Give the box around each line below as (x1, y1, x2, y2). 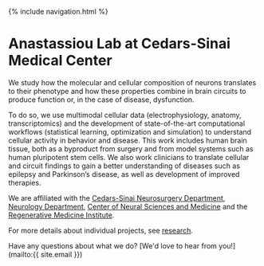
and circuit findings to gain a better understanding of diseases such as (8, 161, 241, 170)
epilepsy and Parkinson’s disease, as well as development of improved (8, 169, 240, 178)
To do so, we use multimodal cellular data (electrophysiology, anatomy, (8, 110, 242, 119)
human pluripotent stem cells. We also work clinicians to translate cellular (8, 152, 250, 162)
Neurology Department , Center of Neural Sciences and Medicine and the (8, 201, 248, 211)
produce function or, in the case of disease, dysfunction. (8, 95, 195, 104)
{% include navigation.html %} (8, 7, 109, 16)
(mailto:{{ (8, 249, 40, 259)
